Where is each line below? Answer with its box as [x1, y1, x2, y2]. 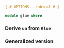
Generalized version [5, 38, 54, 45]
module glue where [5, 13, 42, 18]
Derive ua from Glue [5, 25, 51, 32]
